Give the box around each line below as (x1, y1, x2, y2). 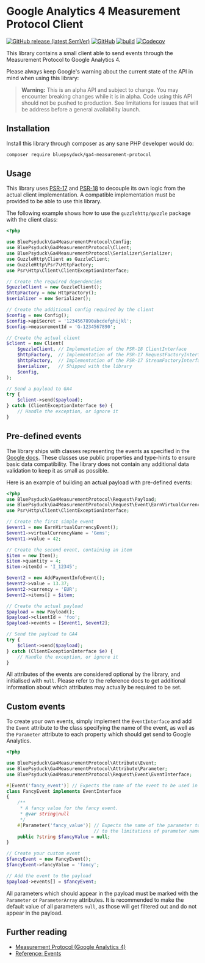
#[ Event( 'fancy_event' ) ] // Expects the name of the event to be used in (6, 782, 198, 789)
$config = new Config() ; (6, 312, 70, 318)
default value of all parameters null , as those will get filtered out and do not (6, 902, 197, 910)
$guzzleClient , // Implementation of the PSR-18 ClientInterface (17, 346, 187, 353)
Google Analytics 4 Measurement (6, 4, 181, 18)
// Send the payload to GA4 (6, 631, 78, 637)
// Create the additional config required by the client (6, 307, 154, 313)
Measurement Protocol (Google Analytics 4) (15, 943, 126, 950)
